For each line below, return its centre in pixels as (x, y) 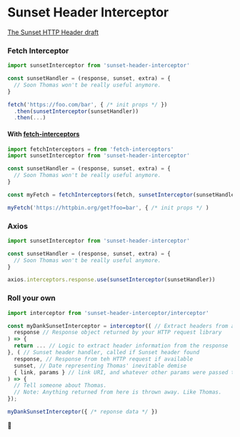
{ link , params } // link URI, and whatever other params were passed (121, 372)
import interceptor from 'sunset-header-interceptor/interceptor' (108, 313)
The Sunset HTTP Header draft (53, 32)
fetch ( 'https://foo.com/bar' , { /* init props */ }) (87, 104)
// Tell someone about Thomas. (60, 386)
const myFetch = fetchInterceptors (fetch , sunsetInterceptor (100, 195)
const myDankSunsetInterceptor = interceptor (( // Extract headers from (118, 326)
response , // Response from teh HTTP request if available (104, 359)
